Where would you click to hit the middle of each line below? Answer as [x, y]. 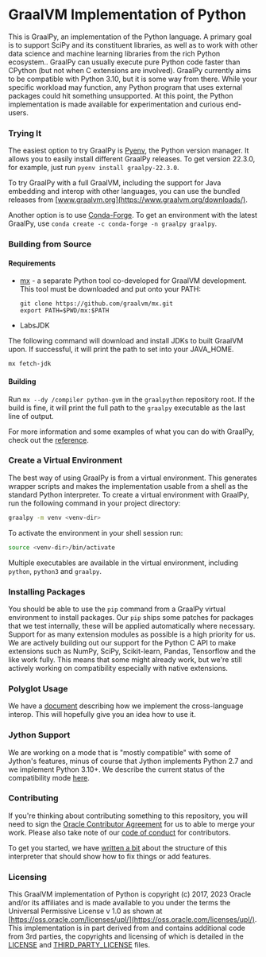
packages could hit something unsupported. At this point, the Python [121, 95]
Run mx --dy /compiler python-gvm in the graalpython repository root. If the [132, 399]
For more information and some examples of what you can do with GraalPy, [131, 432]
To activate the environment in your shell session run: [96, 533]
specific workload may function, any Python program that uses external [125, 87]
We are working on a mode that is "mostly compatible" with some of [120, 752]
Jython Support [39, 735]
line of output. [31, 416]
